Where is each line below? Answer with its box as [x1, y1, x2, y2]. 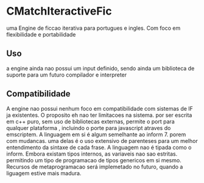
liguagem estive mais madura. [6, 169, 82, 177]
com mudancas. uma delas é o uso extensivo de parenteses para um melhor [6, 137, 198, 144]
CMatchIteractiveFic [6, 4, 112, 18]
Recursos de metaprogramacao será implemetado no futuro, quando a [6, 163, 183, 170]
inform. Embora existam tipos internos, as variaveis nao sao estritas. [6, 150, 178, 157]
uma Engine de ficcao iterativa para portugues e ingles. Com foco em [6, 24, 181, 32]
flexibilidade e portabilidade [6, 30, 76, 38]
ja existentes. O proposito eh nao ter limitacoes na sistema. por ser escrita [6, 111, 192, 119]
